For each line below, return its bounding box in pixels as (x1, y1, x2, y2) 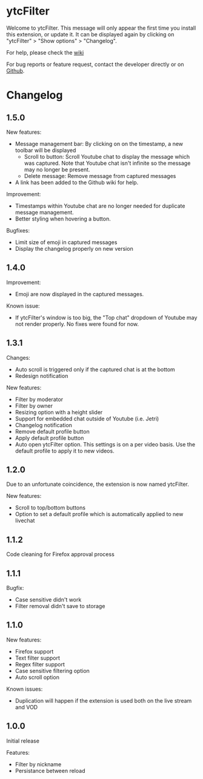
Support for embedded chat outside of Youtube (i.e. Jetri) (15, 415, 159, 422)
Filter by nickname (15, 760, 62, 767)
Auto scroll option (15, 674, 59, 681)
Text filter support (15, 654, 61, 661)
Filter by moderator (15, 396, 64, 403)
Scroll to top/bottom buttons (15, 504, 86, 511)
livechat (15, 517, 35, 525)
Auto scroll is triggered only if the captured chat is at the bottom (15, 365, 176, 373)
